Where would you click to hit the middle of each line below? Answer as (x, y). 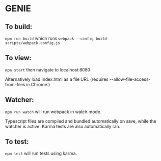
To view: (18, 58)
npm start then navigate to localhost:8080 (48, 69)
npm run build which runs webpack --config (50, 38)
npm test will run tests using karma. (41, 153)
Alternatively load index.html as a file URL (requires (57, 79)
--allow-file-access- (130, 79)
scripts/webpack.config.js (33, 43)
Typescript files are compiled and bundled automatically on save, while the (81, 121)
